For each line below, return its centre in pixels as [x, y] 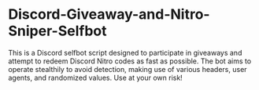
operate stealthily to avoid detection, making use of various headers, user [128, 69]
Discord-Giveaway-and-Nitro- [109, 14]
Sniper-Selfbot [57, 31]
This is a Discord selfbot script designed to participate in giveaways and [125, 52]
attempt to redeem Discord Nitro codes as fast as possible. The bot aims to [130, 61]
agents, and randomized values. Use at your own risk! [95, 77]
